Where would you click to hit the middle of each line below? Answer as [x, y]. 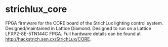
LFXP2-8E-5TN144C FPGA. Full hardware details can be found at [73, 33]
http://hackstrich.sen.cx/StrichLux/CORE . [48, 39]
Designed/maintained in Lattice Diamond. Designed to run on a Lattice [78, 28]
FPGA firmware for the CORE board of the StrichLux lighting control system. [84, 23]
